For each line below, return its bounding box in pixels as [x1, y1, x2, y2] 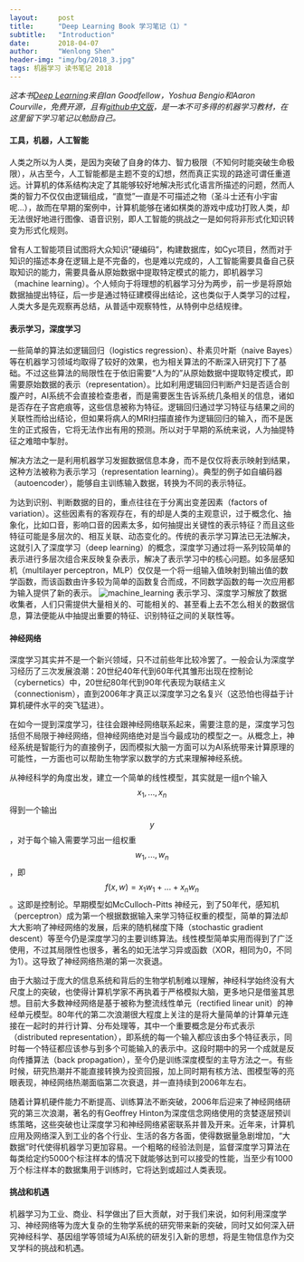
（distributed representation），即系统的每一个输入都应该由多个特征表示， [9, 1031, 285, 1043]
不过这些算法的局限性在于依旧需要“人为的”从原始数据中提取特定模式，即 [24, 368, 294, 379]
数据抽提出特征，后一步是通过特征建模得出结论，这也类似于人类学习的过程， [9, 289, 295, 300]
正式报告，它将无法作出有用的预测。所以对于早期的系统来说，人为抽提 [24, 424, 287, 435]
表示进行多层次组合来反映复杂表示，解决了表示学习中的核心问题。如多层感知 [9, 554, 295, 565]
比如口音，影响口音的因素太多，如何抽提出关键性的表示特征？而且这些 [33, 519, 295, 530]
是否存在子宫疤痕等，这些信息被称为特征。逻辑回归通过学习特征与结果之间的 [9, 402, 295, 413]
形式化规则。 [24, 225, 73, 236]
